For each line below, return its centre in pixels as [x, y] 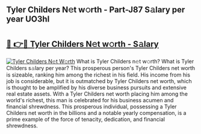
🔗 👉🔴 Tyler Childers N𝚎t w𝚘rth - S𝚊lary [82, 44]
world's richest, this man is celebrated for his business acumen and [90, 100]
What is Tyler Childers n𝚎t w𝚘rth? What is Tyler [135, 61]
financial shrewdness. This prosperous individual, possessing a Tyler [91, 106]
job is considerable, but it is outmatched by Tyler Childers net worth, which [99, 81]
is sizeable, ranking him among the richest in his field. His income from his [98, 75]
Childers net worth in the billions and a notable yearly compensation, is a [96, 113]
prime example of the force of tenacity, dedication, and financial [86, 119]
